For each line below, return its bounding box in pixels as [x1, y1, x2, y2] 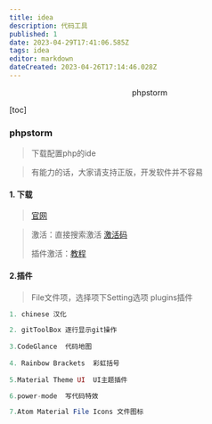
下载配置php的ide [30, 148, 96, 159]
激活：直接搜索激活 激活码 [30, 229, 127, 241]
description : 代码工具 [9, 21, 88, 30]
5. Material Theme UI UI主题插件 [9, 375, 128, 384]
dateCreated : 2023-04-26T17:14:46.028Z [9, 63, 158, 72]
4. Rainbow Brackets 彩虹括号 [9, 358, 120, 368]
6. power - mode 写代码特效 [9, 391, 99, 401]
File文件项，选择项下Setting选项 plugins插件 [30, 291, 193, 303]
